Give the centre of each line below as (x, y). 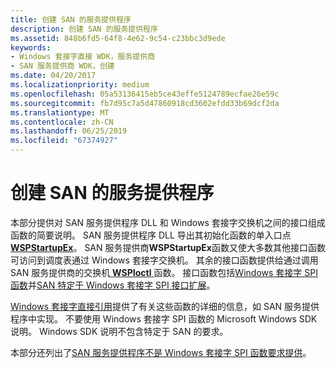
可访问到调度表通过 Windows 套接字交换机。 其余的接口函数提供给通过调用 (164, 260)
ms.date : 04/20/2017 (53, 76)
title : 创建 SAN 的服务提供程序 (71, 19)
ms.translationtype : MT (60, 112)
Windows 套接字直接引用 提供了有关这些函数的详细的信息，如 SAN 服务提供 (165, 306)
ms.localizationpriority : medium (80, 85)
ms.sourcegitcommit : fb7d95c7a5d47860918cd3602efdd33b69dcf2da (145, 103)
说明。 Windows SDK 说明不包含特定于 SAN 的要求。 (119, 331)
